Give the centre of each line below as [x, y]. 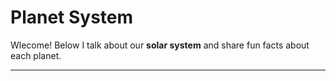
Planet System [72, 17]
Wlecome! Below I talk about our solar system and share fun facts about [160, 45]
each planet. [36, 55]
